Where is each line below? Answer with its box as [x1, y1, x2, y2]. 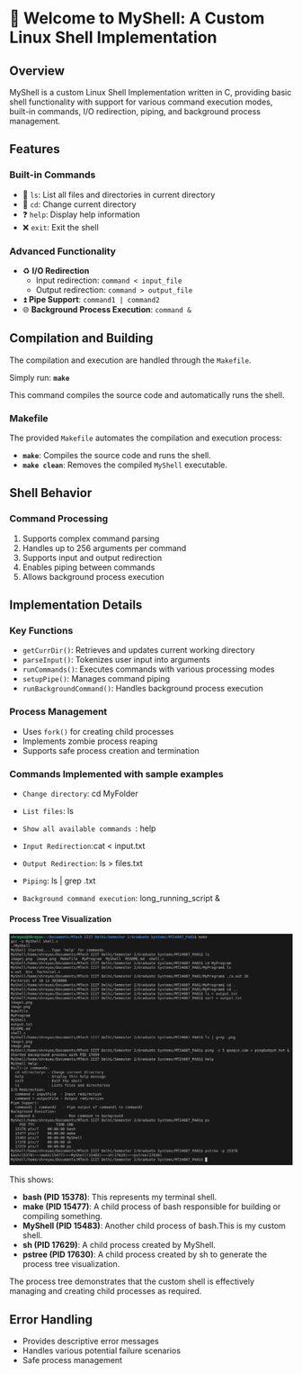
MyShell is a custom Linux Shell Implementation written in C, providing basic [9, 87, 292, 97]
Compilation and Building [9, 330, 154, 346]
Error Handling [9, 1312, 93, 1327]
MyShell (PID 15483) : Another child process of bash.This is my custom [22, 1220, 286, 1232]
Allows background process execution [22, 571, 164, 582]
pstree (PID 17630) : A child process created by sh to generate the [22, 1249, 268, 1260]
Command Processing [9, 512, 109, 525]
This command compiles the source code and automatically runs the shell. [9, 389, 285, 400]
